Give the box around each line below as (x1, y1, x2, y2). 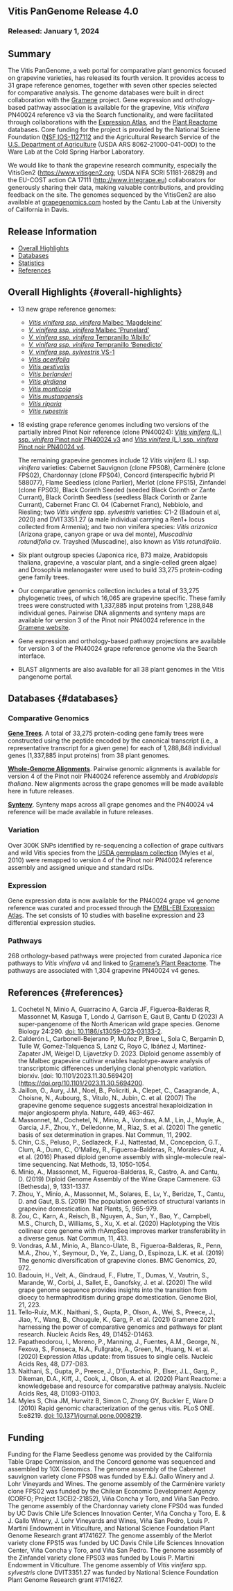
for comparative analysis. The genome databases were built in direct (8, 88, 204, 97)
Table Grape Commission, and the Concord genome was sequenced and (8, 1457, 216, 1466)
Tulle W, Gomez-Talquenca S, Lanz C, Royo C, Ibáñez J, (17, 1042, 178, 1051)
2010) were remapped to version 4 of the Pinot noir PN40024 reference (8, 855, 213, 864)
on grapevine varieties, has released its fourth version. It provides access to (8, 74, 225, 82)
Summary (8, 48, 51, 60)
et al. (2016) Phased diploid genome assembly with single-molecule (17, 1153, 212, 1161)
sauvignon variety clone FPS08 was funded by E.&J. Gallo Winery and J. (8, 1472, 215, 1480)
